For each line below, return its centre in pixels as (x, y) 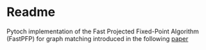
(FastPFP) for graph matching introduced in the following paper (98, 38)
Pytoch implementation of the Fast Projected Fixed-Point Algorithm (103, 31)
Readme (31, 12)
